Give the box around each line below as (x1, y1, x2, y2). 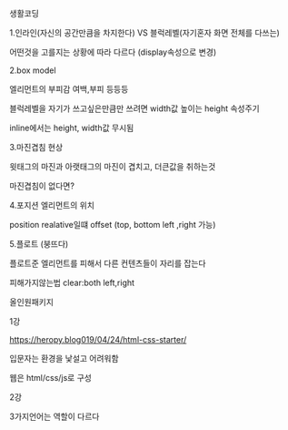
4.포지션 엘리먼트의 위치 (9, 200, 95, 210)
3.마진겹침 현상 (9, 142, 64, 152)
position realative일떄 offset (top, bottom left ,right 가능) (9, 220, 216, 230)
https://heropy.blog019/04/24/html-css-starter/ (9, 334, 187, 344)
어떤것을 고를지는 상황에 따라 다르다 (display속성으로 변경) (9, 46, 217, 57)
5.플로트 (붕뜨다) (9, 239, 69, 249)
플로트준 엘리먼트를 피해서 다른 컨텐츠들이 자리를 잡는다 (9, 258, 206, 269)
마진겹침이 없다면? (9, 180, 75, 191)
